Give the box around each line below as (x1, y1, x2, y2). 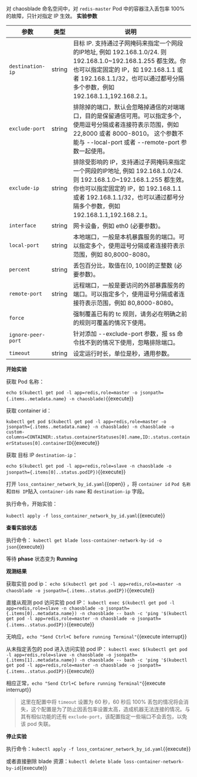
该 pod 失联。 (20, 721, 54, 727)
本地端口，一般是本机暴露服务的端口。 (73, 233, 179, 241)
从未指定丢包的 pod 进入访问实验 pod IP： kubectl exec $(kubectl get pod (6, 646, 188, 653)
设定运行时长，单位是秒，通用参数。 (73, 350, 174, 357)
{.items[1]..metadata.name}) (6, 657, 77, 663)
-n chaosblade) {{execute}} (69, 395, 134, 402)
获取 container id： (6, 407, 52, 414)
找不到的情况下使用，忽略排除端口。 (79, 339, 179, 346)
